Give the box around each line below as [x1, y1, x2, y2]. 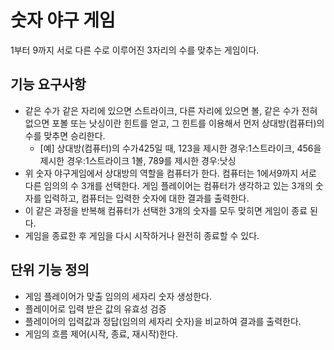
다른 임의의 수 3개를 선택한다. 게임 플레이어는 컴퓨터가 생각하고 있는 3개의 [24, 179, 313, 191]
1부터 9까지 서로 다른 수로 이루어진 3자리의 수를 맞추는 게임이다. [10, 44, 260, 56]
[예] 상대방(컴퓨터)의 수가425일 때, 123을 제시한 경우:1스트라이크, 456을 [39, 142, 322, 154]
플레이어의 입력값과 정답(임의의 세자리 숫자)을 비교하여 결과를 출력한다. [24, 315, 302, 327]
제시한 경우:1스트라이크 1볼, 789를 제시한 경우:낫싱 [39, 154, 237, 166]
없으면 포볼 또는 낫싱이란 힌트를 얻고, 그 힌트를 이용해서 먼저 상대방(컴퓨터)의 [24, 117, 325, 129]
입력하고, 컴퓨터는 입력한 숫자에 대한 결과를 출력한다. [43, 192, 250, 204]
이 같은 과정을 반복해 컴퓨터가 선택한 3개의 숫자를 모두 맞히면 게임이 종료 [24, 204, 308, 216]
